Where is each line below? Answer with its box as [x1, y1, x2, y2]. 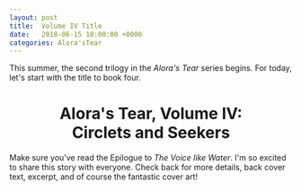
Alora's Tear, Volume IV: [59, 104, 243, 124]
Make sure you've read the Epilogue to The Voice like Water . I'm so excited [9, 152, 287, 163]
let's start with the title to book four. [9, 73, 141, 83]
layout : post [9, 13, 58, 22]
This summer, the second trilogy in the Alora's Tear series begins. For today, [9, 63, 292, 74]
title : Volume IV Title [9, 22, 102, 30]
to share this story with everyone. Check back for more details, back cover [9, 162, 286, 173]
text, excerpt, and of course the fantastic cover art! [9, 171, 199, 182]
